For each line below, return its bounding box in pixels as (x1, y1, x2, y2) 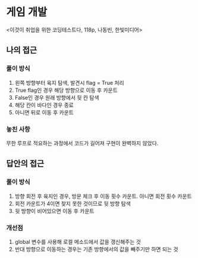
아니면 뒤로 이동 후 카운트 (14, 109, 74, 116)
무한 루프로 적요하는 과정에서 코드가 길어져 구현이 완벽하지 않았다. (6, 139, 159, 146)
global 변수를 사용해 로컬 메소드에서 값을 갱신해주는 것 (14, 238, 142, 245)
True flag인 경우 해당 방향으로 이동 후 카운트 (14, 87, 118, 94)
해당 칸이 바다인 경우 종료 (14, 101, 74, 109)
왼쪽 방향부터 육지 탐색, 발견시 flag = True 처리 (14, 79, 124, 86)
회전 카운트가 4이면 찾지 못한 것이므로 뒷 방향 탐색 (14, 200, 131, 207)
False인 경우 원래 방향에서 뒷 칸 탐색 (14, 94, 99, 101)
